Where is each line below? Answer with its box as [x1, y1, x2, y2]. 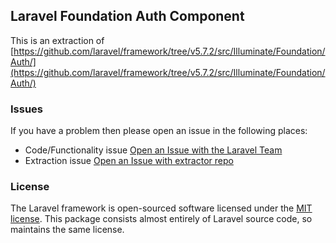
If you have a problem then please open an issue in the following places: [10, 125, 308, 137]
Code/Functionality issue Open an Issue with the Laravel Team [24, 144, 283, 156]
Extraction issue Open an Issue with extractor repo [24, 155, 234, 167]
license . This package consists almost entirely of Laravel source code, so [10, 213, 313, 225]
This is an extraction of [10, 34, 105, 46]
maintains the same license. [10, 224, 125, 236]
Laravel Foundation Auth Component [10, 8, 245, 25]
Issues [10, 102, 44, 116]
